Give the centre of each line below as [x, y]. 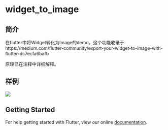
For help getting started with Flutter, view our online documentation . [76, 122]
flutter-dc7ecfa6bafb [27, 54]
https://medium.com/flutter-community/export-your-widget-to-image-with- [84, 48]
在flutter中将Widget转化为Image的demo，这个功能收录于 [65, 42]
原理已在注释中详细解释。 [32, 64]
